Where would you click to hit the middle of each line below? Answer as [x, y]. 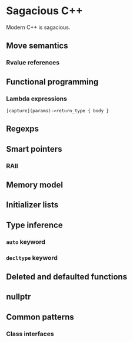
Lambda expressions [37, 99]
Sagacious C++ [45, 11]
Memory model [35, 185]
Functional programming [52, 82]
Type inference [34, 225]
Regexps [23, 129]
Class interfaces [30, 334]
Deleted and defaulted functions [67, 277]
